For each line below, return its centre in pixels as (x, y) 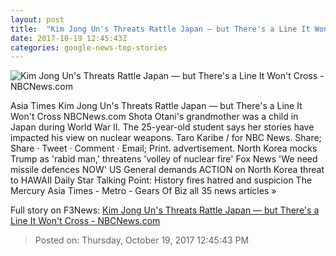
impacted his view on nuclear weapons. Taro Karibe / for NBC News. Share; (166, 138)
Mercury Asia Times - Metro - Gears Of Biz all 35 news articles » (143, 191)
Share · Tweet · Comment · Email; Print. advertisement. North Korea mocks (164, 148)
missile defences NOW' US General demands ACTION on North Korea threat (167, 170)
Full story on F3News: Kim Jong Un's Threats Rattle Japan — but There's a (165, 210)
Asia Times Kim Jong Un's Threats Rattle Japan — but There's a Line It (156, 106)
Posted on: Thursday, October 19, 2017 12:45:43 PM (142, 240)
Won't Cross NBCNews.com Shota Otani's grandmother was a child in (154, 117)
